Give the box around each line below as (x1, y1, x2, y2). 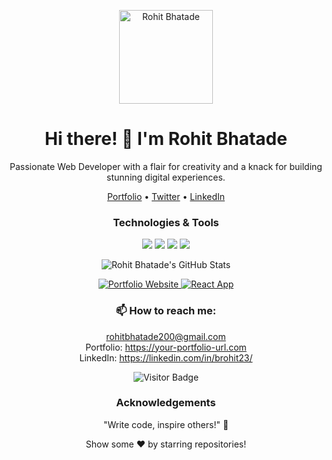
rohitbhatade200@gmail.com (106, 330, 226, 342)
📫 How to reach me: (115, 304, 217, 318)
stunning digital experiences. (106, 171, 226, 183)
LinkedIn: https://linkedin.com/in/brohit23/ (79, 351, 253, 364)
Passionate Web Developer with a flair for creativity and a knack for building (9, 160, 323, 172)
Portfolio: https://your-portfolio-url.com (85, 341, 247, 353)
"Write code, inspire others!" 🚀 (102, 418, 230, 430)
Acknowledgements (116, 396, 216, 410)
